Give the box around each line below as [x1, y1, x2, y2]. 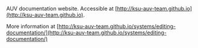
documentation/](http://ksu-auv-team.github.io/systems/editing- [6, 29, 167, 36]
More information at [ [6, 23, 59, 30]
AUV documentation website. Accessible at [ [6, 5, 118, 12]
